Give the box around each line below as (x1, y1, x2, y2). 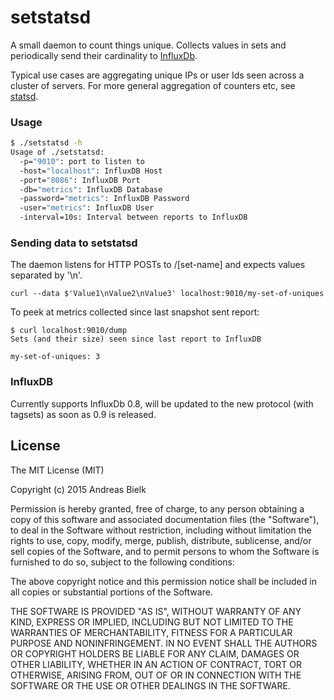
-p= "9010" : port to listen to (19, 156, 145, 166)
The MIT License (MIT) (10, 464, 105, 476)
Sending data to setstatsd (10, 236, 138, 250)
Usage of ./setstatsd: (10, 147, 105, 158)
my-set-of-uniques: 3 (10, 352, 101, 362)
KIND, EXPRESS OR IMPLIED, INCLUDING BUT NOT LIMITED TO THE (10, 616, 294, 628)
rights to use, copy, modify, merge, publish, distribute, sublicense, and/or (10, 534, 312, 546)
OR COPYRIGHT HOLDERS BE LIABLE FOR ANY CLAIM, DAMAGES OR (10, 647, 300, 660)
